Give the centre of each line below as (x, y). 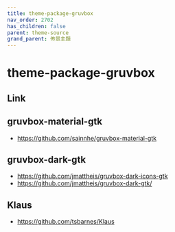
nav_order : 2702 (30, 20)
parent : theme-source (38, 33)
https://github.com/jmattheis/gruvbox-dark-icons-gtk (92, 176)
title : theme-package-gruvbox (50, 13)
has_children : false (37, 26)
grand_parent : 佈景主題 (39, 39)
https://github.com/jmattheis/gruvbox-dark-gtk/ (84, 183)
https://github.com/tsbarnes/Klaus (66, 222)
